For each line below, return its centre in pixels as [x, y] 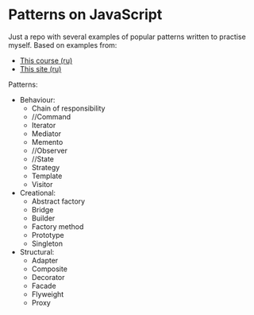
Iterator [44, 125]
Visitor [42, 184]
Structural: [37, 251]
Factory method [58, 226]
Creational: [38, 192]
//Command [51, 116]
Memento [47, 142]
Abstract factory [58, 201]
